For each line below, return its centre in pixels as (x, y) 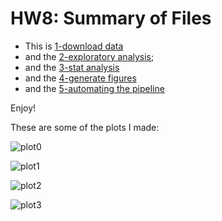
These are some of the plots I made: (85, 127)
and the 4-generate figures (80, 78)
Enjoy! (23, 108)
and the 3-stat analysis (72, 67)
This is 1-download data (74, 46)
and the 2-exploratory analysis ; (89, 56)
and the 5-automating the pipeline (94, 88)
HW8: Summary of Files (111, 18)
